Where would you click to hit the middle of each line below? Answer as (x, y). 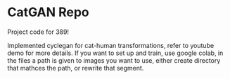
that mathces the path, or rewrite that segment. (76, 68)
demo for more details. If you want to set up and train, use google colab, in (115, 53)
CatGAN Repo (48, 12)
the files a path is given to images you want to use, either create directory (114, 60)
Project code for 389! (38, 32)
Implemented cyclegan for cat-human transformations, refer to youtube (111, 45)
